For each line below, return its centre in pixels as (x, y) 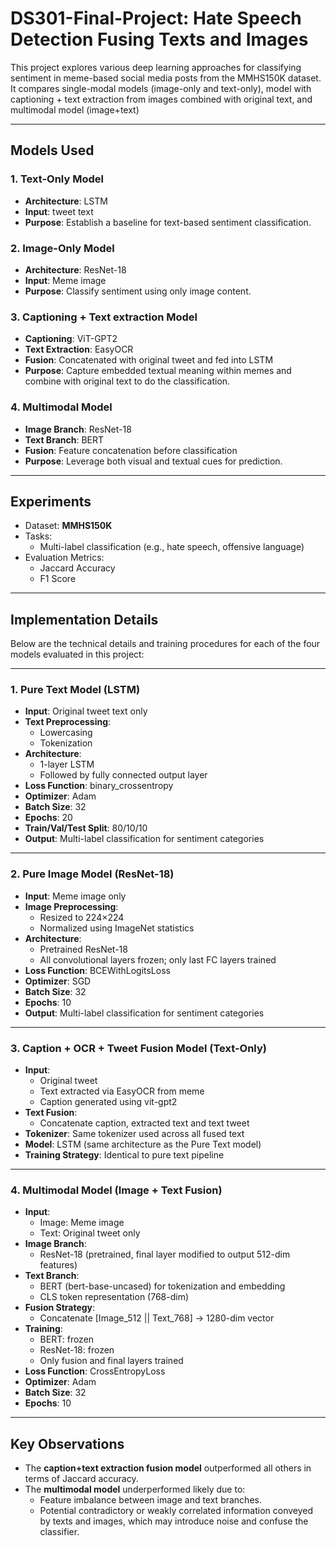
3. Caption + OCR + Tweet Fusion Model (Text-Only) (138, 1048)
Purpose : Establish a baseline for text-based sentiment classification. (168, 222)
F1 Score (58, 579)
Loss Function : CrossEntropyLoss (95, 1371)
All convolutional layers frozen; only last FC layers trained (158, 959)
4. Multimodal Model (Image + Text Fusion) (116, 1190)
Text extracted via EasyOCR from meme (122, 1091)
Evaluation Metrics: (64, 558)
